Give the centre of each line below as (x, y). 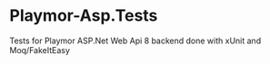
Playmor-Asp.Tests (84, 16)
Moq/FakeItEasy (40, 50)
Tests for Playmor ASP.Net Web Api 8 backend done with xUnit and (135, 41)
